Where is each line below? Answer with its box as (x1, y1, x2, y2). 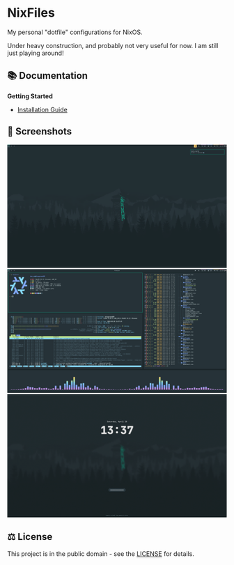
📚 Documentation (7, 70, 88, 82)
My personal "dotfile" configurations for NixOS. (7, 28, 143, 36)
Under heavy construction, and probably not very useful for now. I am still (7, 41, 219, 49)
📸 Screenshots (7, 125, 72, 137)
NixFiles (7, 5, 56, 21)
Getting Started (7, 92, 54, 100)
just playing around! (7, 49, 64, 57)
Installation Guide (17, 105, 68, 114)
